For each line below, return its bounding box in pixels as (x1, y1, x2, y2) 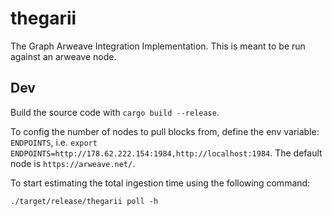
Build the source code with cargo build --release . (10, 106, 220, 118)
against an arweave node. (10, 50, 117, 62)
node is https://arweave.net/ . (10, 157, 136, 169)
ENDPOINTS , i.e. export (10, 136, 98, 148)
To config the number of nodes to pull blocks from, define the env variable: (10, 125, 320, 137)
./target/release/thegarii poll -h (10, 196, 159, 206)
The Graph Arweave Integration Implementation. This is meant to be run (10, 40, 306, 52)
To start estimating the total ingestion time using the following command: (10, 177, 311, 189)
